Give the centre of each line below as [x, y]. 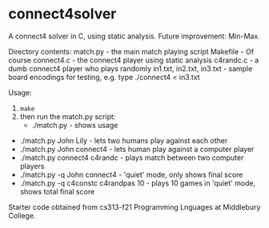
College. [22, 215]
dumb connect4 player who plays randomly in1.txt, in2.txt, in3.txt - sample [130, 68]
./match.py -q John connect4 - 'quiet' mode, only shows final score [131, 174]
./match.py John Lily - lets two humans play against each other [124, 140]
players [32, 166]
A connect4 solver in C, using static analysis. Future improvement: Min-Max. [134, 36]
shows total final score [57, 191]
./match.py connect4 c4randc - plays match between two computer [132, 158]
